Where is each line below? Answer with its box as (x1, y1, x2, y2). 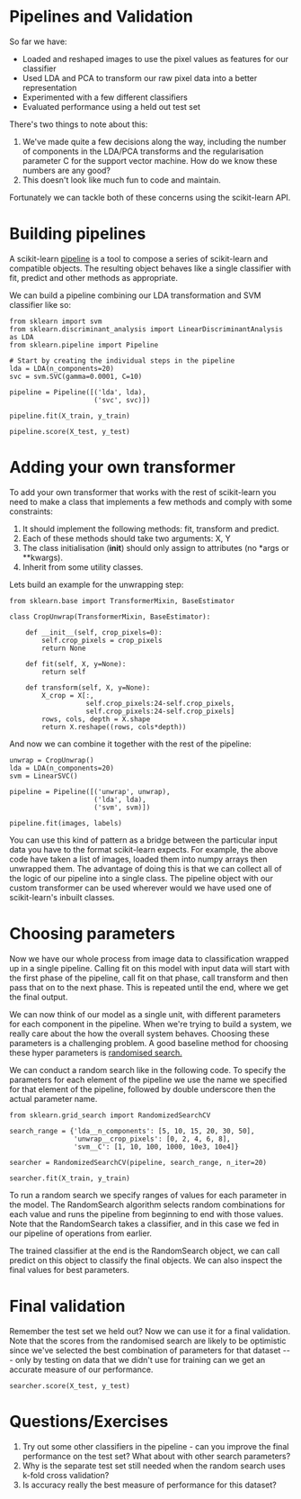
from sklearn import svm (9, 317, 102, 326)
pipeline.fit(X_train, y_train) (9, 411, 130, 420)
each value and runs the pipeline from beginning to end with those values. (9, 1208, 284, 1219)
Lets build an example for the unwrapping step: (9, 579, 184, 590)
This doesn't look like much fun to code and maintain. (22, 174, 222, 185)
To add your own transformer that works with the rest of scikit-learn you (9, 486, 277, 497)
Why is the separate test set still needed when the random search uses (22, 1460, 286, 1471)
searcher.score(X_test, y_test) (9, 1381, 130, 1390)
